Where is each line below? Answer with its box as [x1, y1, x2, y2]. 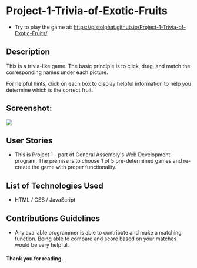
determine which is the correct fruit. [6, 86, 94, 93]
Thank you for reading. [6, 254, 64, 262]
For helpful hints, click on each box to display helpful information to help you [6, 80, 192, 87]
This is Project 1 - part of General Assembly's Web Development [14, 151, 171, 158]
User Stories [6, 135, 53, 145]
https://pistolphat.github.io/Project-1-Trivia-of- [73, 24, 186, 31]
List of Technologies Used [6, 180, 104, 190]
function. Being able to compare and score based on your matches [14, 235, 177, 242]
